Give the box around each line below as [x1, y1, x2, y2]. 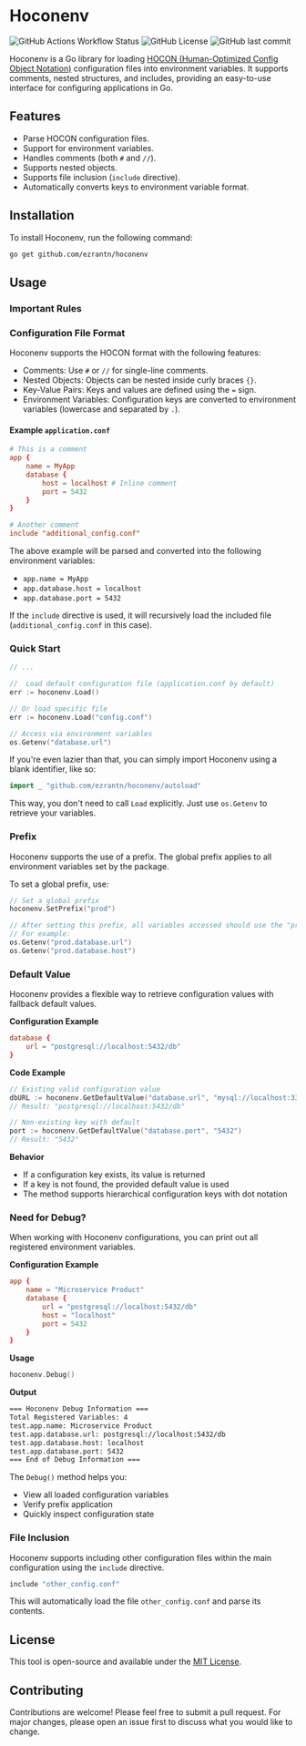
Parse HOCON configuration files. [22, 133, 150, 144]
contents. [9, 1606, 46, 1617]
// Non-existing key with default [9, 1118, 141, 1127]
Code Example [9, 1067, 66, 1078]
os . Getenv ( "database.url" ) [9, 737, 112, 747]
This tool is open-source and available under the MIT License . [9, 1656, 242, 1668]
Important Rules [9, 302, 82, 314]
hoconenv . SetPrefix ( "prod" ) [9, 904, 117, 914]
